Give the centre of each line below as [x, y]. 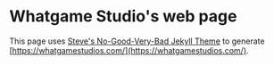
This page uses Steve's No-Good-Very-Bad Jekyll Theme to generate [137, 41]
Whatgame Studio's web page [123, 16]
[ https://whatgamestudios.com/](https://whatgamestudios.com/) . [129, 50]
